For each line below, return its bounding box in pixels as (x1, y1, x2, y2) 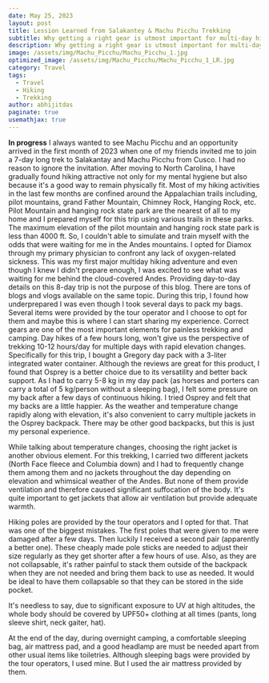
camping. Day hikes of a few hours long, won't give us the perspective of (8, 333, 250, 342)
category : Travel (8, 64, 66, 72)
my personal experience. (8, 426, 90, 436)
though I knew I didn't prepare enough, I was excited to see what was (8, 265, 238, 274)
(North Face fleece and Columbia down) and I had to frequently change (8, 459, 244, 469)
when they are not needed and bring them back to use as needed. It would (8, 568, 255, 577)
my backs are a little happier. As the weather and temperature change (8, 401, 239, 410)
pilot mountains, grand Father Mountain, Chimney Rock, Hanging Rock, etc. (8, 197, 257, 206)
